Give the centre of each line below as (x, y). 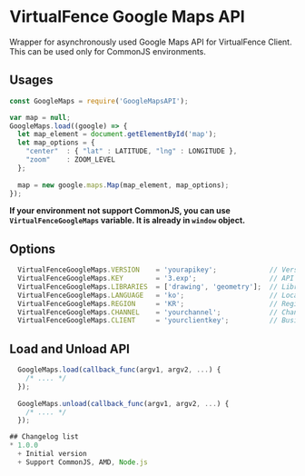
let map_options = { (56, 143)
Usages (31, 80)
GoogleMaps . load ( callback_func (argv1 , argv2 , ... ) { (119, 370)
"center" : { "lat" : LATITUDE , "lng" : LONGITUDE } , (132, 152)
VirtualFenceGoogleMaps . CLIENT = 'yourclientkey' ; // (148, 321)
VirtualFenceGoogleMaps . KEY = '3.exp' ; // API (156, 279)
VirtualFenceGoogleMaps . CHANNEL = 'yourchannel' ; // (148, 312)
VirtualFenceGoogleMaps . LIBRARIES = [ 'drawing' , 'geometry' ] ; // (148, 287)
